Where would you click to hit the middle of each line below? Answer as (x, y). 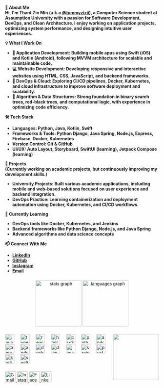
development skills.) (26, 174)
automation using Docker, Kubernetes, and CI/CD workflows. (75, 205)
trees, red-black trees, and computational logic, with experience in (81, 102)
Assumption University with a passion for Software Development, (73, 18)
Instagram (23, 265)
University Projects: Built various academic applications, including (81, 183)
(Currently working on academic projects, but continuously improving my (81, 169)
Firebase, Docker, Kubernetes (43, 138)
